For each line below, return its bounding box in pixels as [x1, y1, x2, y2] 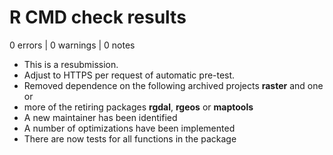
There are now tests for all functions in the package [23, 132, 237, 145]
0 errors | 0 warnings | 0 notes [9, 39, 136, 51]
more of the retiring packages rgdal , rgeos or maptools [23, 101, 254, 113]
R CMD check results [9, 6, 187, 29]
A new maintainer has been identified [23, 111, 178, 123]
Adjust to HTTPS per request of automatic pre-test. [23, 69, 236, 81]
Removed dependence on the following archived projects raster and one [23, 79, 324, 91]
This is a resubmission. [23, 58, 119, 70]
